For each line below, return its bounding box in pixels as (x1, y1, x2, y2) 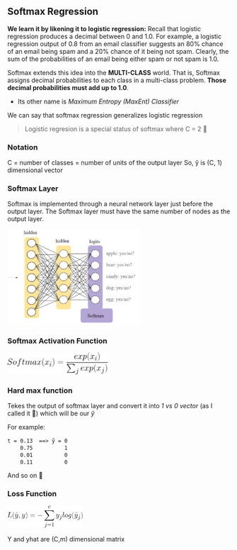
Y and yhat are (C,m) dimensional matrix (7, 534, 125, 543)
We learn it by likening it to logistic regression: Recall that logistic (7, 24, 202, 33)
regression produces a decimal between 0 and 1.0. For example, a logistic (7, 32, 221, 40)
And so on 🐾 (7, 471, 43, 480)
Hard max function (7, 386, 73, 395)
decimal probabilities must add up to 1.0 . (7, 83, 129, 91)
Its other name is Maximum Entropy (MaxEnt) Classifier (17, 97, 179, 106)
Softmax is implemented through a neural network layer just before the (7, 200, 214, 208)
